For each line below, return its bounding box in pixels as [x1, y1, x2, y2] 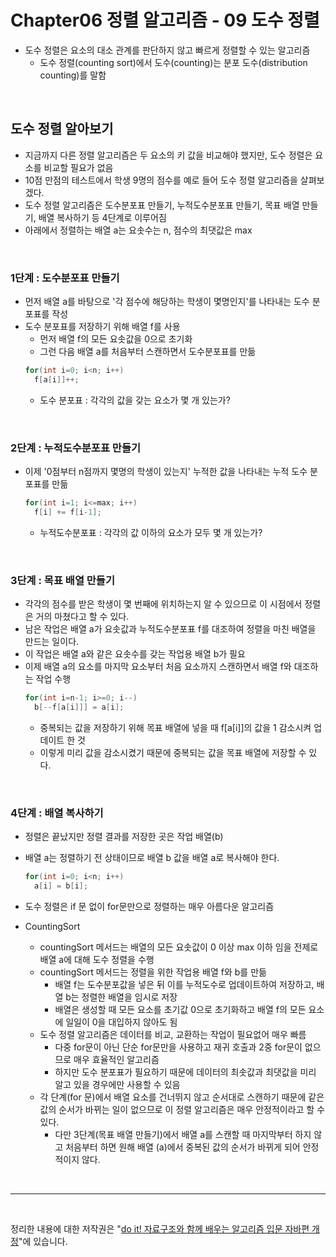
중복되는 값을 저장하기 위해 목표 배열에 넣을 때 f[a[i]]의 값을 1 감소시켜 [39, 721, 312, 733]
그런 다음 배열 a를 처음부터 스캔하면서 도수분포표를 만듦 [39, 346, 257, 358]
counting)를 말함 [39, 69, 107, 81]
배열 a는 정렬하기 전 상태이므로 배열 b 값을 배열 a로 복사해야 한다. [24, 852, 280, 864]
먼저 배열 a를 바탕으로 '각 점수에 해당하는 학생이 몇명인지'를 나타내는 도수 [24, 296, 310, 308]
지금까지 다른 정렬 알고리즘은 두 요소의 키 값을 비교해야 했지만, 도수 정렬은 [24, 149, 313, 161]
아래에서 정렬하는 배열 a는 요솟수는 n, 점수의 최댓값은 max [24, 224, 253, 236]
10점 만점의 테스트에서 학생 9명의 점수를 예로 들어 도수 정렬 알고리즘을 [24, 174, 298, 186]
